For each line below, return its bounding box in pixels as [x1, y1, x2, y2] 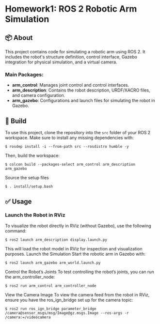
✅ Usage [5, 197, 32, 205]
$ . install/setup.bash [5, 184, 53, 189]
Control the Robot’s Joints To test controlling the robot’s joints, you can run [5, 269, 154, 275]
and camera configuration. [12, 93, 65, 98]
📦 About [5, 33, 33, 42]
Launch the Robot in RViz [5, 212, 65, 218]
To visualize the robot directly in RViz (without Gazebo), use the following [5, 223, 151, 229]
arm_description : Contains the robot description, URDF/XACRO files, [12, 87, 150, 93]
